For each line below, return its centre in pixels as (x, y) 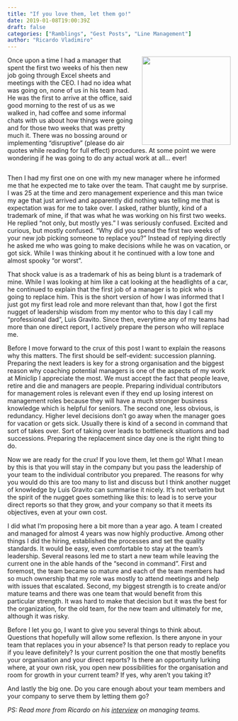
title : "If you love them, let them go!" (69, 14)
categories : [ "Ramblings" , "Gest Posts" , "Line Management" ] (100, 34)
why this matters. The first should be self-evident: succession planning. (112, 356)
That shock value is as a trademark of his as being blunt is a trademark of (114, 275)
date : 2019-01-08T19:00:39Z (49, 21)
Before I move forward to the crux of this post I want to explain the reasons (117, 348)
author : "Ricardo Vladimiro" (50, 40)
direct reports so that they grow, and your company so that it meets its (110, 505)
